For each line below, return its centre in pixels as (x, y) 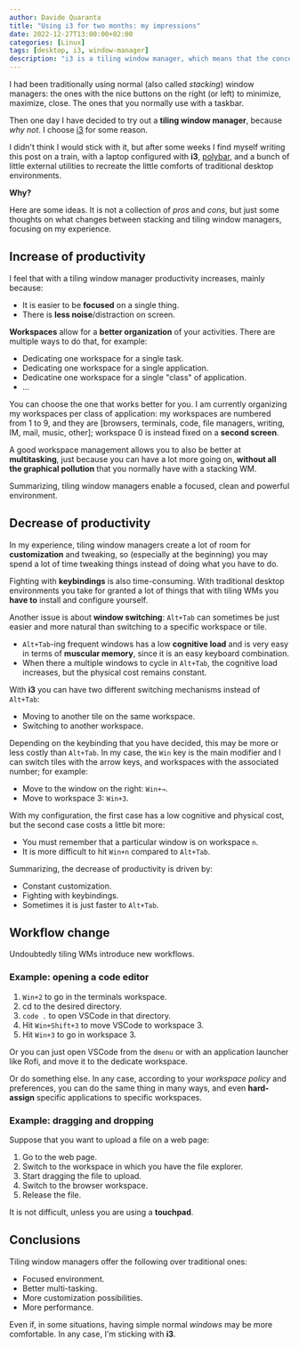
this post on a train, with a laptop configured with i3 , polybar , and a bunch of (149, 156)
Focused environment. (63, 1279)
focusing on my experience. (61, 229)
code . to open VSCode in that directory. (97, 1015)
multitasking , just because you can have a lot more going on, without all (143, 459)
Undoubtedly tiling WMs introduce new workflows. (102, 954)
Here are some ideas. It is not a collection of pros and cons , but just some (145, 210)
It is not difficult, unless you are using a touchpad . (101, 1213)
